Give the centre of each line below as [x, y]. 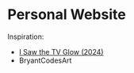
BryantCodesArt [45, 60]
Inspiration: [26, 36]
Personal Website [67, 15]
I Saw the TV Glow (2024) [61, 52]
